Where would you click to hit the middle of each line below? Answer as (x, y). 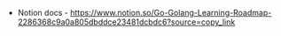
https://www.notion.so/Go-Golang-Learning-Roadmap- (171, 13)
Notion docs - (43, 13)
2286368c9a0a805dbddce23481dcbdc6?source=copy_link (126, 22)
